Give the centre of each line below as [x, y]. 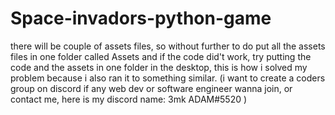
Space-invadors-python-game [141, 18]
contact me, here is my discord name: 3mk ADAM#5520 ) [129, 99]
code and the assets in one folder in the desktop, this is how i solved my [159, 67]
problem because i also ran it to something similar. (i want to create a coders [168, 78]
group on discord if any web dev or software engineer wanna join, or [151, 88]
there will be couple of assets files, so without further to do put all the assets [168, 46]
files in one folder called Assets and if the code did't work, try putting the [161, 56]
